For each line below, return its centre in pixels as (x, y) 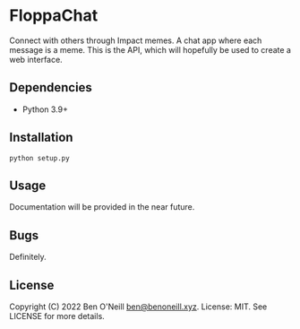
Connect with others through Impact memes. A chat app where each (136, 40)
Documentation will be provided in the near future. (102, 207)
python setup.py (39, 158)
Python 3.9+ (45, 109)
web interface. (36, 59)
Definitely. (28, 257)
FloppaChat (54, 16)
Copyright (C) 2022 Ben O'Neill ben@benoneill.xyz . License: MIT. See (138, 307)
